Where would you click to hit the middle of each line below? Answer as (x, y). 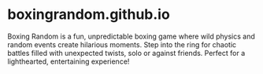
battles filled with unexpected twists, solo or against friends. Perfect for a (126, 53)
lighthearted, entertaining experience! (69, 61)
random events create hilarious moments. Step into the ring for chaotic (122, 44)
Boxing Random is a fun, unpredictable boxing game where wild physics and (131, 36)
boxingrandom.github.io (89, 15)
